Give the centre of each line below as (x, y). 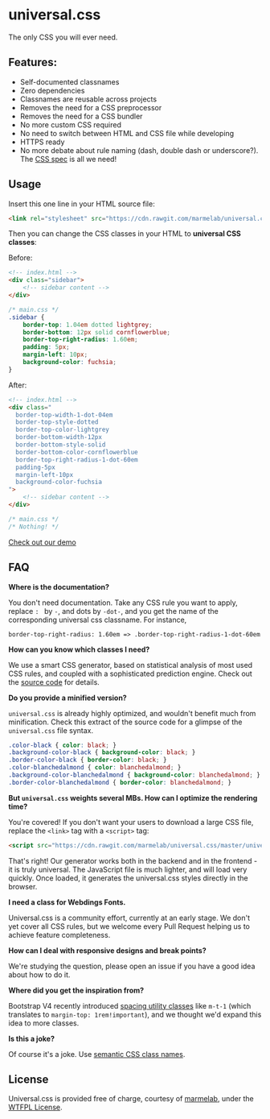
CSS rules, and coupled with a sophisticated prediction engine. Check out (131, 673)
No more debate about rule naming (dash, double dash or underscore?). (139, 150)
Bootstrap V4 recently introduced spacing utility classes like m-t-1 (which (130, 1005)
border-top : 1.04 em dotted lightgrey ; (88, 325)
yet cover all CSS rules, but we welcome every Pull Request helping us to (129, 926)
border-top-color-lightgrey (63, 430)
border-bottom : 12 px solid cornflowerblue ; (97, 332)
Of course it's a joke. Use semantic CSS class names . (97, 1054)
